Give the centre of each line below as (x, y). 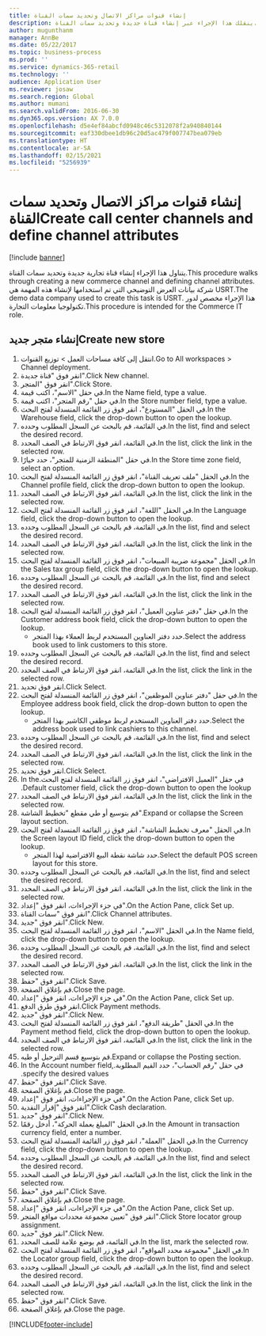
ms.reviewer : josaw (41, 89)
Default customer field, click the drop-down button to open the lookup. (136, 788)
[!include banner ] (37, 257)
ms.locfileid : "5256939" (50, 163)
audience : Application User (55, 82)
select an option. (48, 468)
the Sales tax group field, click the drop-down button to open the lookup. (139, 569)
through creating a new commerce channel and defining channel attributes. (132, 281)
